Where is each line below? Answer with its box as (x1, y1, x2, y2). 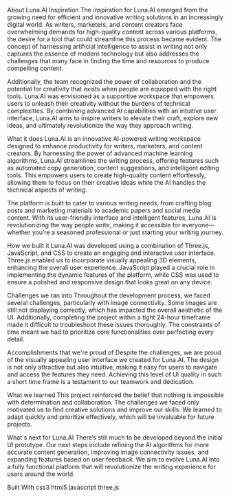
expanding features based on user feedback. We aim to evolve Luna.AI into (7, 455, 220, 463)
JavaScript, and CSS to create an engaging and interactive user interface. (7, 249, 216, 257)
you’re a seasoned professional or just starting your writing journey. (32, 228, 223, 236)
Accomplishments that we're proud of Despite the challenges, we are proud (7, 348, 221, 356)
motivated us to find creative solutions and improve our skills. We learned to (7, 405, 222, 414)
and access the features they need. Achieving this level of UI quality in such (7, 370, 222, 378)
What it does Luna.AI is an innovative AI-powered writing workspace (7, 135, 201, 143)
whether (7, 228, 31, 236)
